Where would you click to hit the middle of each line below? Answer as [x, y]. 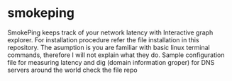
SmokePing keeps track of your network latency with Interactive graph [110, 32]
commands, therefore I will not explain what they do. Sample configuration [116, 55]
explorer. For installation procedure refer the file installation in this [104, 39]
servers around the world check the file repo [72, 70]
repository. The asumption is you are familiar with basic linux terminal [109, 47]
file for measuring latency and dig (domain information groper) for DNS [111, 62]
